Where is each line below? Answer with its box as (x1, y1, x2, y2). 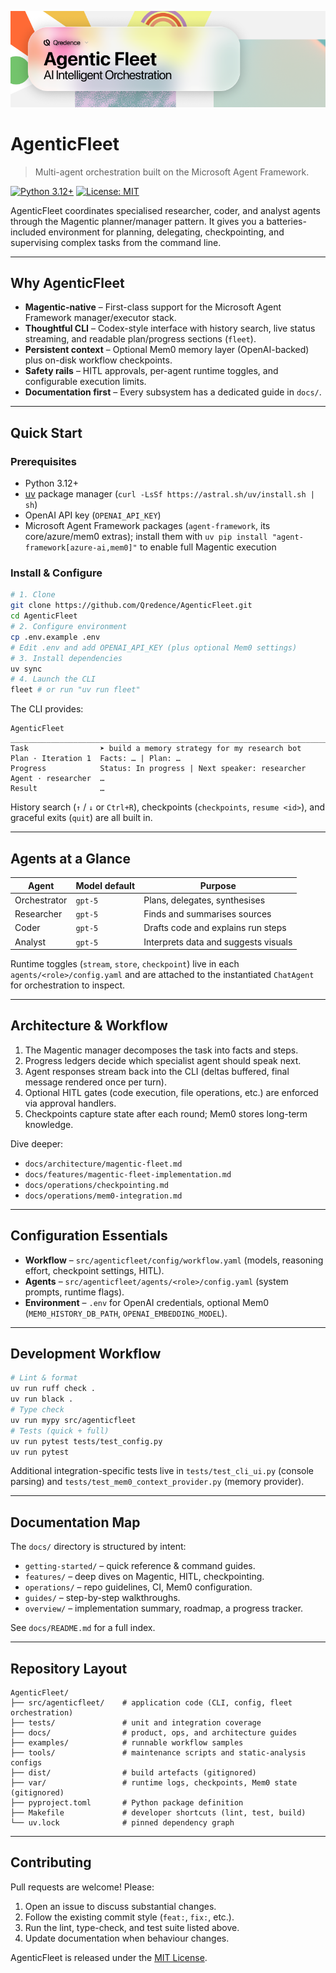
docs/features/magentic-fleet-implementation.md (24, 1169, 232, 1180)
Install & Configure (10, 566, 103, 580)
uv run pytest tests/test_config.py (10, 1436, 163, 1446)
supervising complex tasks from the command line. (10, 236, 222, 248)
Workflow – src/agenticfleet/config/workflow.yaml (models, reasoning (24, 1254, 324, 1266)
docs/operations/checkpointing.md (24, 1180, 169, 1190)
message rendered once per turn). (24, 1076, 167, 1088)
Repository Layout (10, 1660, 128, 1677)
